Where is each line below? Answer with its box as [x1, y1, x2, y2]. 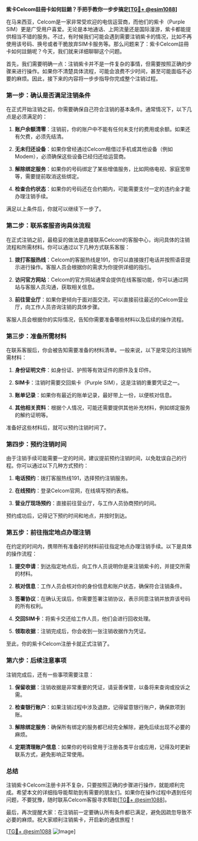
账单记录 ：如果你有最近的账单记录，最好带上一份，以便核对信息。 [14, 391, 175, 398]
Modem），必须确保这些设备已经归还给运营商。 [14, 153, 129, 160]
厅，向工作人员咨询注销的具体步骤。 [14, 303, 103, 310]
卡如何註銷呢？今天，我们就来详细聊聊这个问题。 [6, 48, 125, 55]
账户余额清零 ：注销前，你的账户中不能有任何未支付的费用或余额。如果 [14, 126, 186, 133]
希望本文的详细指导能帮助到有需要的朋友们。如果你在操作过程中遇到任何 [16, 789, 192, 796]
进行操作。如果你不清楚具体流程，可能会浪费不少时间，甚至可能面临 [16, 68, 181, 74]
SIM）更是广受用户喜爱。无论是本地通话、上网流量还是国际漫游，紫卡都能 [6, 26, 186, 32]
